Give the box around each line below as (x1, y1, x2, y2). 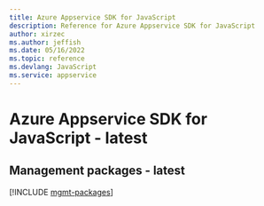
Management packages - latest (9, 163, 186, 178)
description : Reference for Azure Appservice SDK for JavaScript (9, 21, 255, 30)
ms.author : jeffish (9, 37, 82, 47)
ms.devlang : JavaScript (9, 63, 97, 72)
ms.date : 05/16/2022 (9, 46, 86, 55)
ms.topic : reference (9, 54, 86, 63)
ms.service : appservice (9, 71, 97, 80)
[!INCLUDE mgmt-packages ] (9, 186, 113, 197)
